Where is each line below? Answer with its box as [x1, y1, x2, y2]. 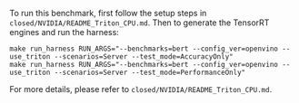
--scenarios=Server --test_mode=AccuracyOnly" [54, 52, 234, 61]
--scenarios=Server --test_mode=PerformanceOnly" [54, 68, 246, 77]
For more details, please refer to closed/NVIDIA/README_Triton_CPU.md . [9, 84, 273, 94]
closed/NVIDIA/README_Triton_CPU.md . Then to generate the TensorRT [9, 17, 270, 28]
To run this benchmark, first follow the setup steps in [9, 8, 207, 18]
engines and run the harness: [9, 27, 120, 37]
